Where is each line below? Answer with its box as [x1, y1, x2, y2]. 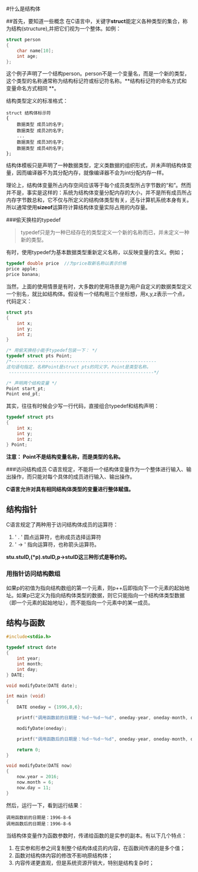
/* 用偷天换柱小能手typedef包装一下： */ [6, 347, 98, 354]
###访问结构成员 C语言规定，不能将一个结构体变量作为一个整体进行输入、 [6, 465, 187, 473]
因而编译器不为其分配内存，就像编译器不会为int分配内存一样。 [16, 169, 167, 176]
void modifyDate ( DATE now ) [6, 763, 72, 769]
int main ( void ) [6, 693, 46, 699]
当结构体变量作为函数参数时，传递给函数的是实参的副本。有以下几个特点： [6, 832, 187, 839]
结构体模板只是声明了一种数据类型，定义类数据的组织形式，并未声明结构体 [6, 162, 187, 169]
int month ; [16, 661, 44, 667]
